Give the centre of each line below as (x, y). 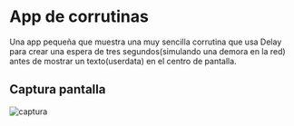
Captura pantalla (58, 89)
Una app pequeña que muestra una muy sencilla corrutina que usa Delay (146, 42)
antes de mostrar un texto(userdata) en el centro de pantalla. (123, 61)
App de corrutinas (79, 17)
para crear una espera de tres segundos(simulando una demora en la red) (147, 51)
